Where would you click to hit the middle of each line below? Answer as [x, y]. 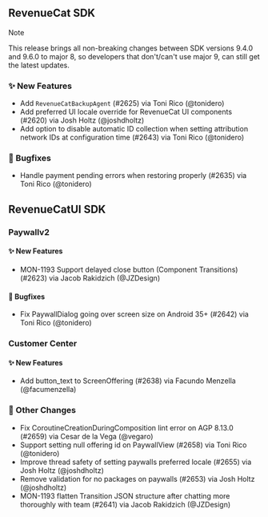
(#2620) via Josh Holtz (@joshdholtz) [82, 120]
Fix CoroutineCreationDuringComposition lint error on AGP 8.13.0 [126, 427]
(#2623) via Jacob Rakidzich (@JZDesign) [90, 278]
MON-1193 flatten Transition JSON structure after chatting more [125, 495]
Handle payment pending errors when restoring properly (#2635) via [133, 176]
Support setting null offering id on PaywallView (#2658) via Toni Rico [133, 445]
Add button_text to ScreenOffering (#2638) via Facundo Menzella [128, 381]
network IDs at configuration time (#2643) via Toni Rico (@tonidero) [132, 137]
